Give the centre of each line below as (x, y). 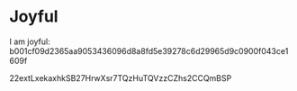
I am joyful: (30, 41)
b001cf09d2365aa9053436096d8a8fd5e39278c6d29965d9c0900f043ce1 (149, 50)
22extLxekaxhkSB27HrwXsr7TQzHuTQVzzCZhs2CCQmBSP (121, 77)
